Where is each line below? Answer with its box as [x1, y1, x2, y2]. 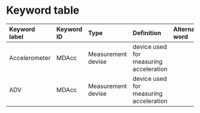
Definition [133, 29, 162, 37]
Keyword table [6, 4, 80, 17]
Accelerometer [9, 54, 51, 62]
